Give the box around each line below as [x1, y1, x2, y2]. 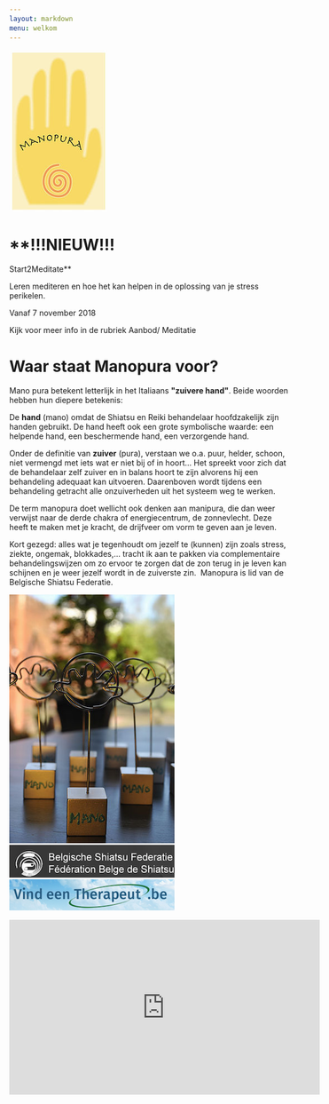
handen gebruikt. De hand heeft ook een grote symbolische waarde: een [9, 422, 274, 433]
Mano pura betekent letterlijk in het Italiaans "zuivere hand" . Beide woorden [9, 385, 289, 396]
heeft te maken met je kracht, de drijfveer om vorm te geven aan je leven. [9, 522, 278, 533]
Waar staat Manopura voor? [9, 356, 219, 377]
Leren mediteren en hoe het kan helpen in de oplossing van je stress [9, 281, 259, 292]
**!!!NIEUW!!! [9, 234, 115, 255]
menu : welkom [9, 23, 58, 33]
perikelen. [9, 290, 46, 301]
